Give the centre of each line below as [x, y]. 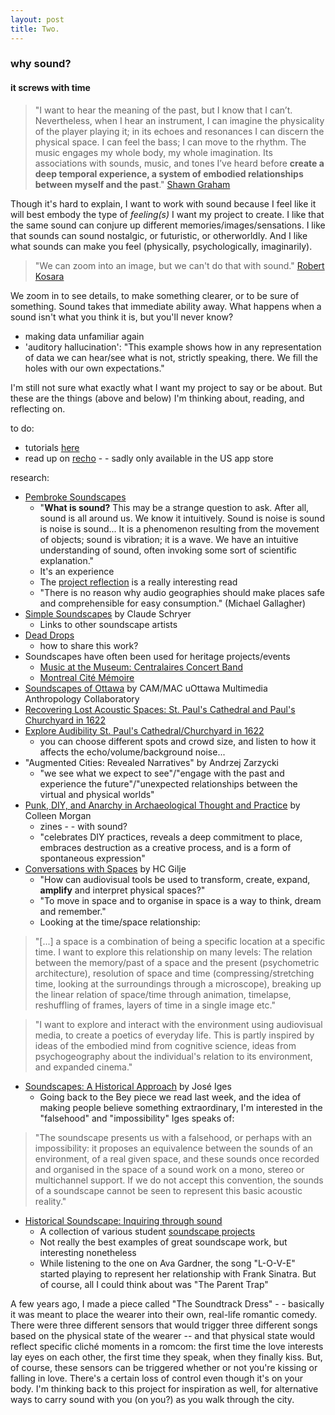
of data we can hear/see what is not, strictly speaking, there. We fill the [171, 357]
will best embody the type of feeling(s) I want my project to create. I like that [167, 214]
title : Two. [35, 29]
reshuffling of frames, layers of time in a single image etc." [155, 1005]
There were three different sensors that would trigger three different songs [164, 1325]
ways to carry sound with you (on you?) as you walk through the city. [152, 1399]
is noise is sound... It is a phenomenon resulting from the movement [179, 528]
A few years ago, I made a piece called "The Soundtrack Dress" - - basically [167, 1303]
